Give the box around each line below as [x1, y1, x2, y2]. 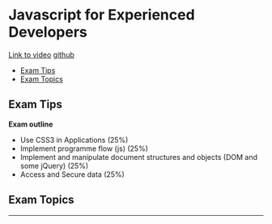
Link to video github [8, 50, 74, 59]
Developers [8, 23, 87, 41]
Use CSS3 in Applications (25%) [19, 135, 129, 144]
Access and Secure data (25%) [19, 169, 125, 179]
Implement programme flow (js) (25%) [19, 144, 148, 153]
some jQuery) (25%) [19, 161, 89, 170]
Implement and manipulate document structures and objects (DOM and [19, 152, 257, 162]
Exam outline [8, 119, 53, 129]
